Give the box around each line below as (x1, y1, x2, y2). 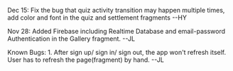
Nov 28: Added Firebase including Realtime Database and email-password (7, 27, 226, 35)
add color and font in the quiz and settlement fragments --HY (7, 13, 187, 22)
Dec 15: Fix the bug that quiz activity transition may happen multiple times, (7, 6, 225, 14)
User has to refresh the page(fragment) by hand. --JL (7, 56, 165, 64)
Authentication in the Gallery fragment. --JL (7, 34, 136, 43)
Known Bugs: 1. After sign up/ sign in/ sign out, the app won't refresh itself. (7, 49, 227, 56)
